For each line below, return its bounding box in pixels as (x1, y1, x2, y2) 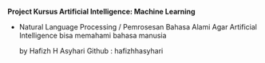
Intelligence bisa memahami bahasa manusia (18, 31, 167, 40)
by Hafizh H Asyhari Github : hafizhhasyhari (18, 46, 164, 55)
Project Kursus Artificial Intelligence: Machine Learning (7, 7, 196, 16)
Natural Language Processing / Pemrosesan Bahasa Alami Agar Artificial (18, 22, 257, 31)
